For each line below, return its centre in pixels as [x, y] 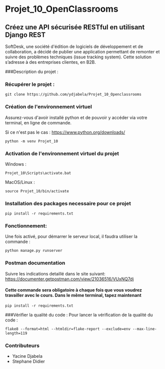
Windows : [16, 164]
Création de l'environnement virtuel [49, 107]
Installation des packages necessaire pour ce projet [68, 203]
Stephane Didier [28, 362]
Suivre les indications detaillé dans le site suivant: [55, 273]
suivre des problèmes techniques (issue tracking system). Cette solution [78, 57]
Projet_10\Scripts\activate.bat [38, 173]
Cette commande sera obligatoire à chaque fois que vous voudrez [74, 290]
